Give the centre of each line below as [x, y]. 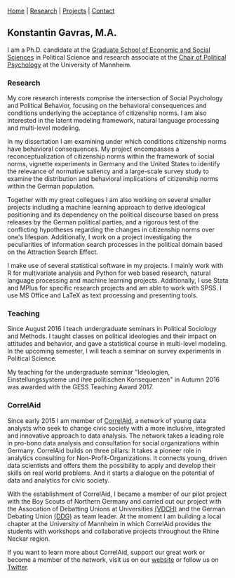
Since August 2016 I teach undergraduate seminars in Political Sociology [112, 329]
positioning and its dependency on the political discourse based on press [113, 215]
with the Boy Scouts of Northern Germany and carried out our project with [115, 501]
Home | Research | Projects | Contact [61, 11]
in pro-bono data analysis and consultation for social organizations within [113, 443]
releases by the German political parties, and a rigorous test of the [103, 222]
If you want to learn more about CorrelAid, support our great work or [106, 552]
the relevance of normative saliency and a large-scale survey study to [108, 171]
